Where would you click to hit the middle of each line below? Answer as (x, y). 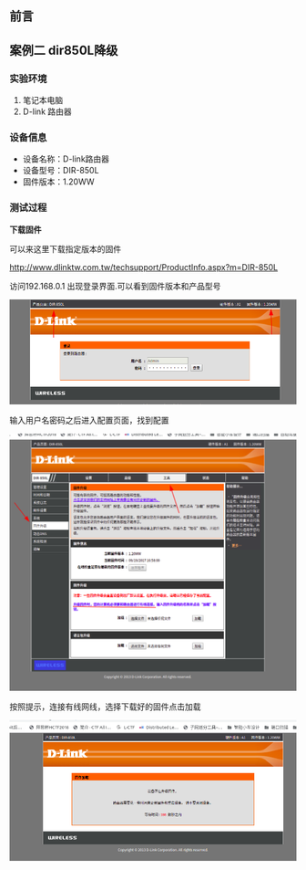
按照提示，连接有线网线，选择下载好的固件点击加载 (105, 707)
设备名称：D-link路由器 (66, 159)
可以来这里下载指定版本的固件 (65, 248)
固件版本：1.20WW (58, 182)
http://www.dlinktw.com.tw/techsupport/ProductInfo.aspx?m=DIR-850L (144, 267)
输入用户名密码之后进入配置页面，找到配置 (89, 420)
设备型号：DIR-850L (61, 171)
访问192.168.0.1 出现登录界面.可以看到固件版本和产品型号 (115, 286)
